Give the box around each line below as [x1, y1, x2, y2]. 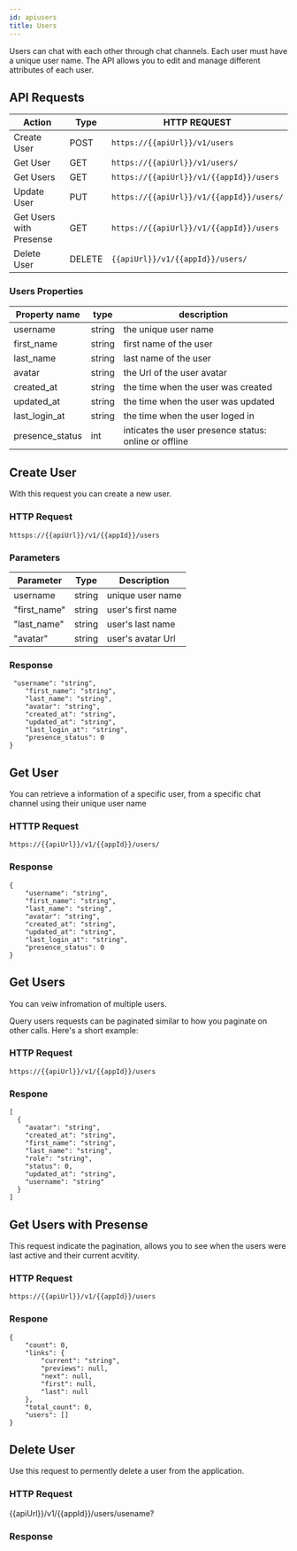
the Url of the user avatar [123, 366, 228, 378]
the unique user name [123, 323, 215, 335]
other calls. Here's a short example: [9, 1025, 139, 1035]
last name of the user [123, 352, 212, 364]
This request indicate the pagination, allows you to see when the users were [9, 1240, 286, 1251]
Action [23, 116, 52, 129]
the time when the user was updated [123, 395, 276, 408]
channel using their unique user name [9, 799, 148, 809]
